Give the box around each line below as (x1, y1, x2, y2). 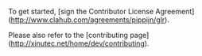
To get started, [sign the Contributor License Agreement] (8, 7, 195, 16)
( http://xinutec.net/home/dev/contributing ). (8, 39, 150, 48)
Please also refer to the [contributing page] (8, 31, 150, 39)
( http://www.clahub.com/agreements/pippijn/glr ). (8, 15, 169, 24)
